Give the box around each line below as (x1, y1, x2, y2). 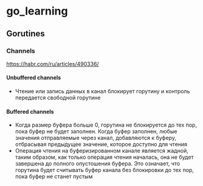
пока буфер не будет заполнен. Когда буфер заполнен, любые (15, 128, 177, 135)
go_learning (6, 4, 68, 18)
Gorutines (6, 28, 45, 39)
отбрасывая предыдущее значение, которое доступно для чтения (15, 141, 187, 148)
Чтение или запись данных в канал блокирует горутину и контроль (15, 88, 190, 95)
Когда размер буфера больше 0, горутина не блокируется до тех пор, (15, 121, 198, 128)
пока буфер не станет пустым (15, 173, 93, 180)
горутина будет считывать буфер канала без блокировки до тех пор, (15, 167, 194, 174)
